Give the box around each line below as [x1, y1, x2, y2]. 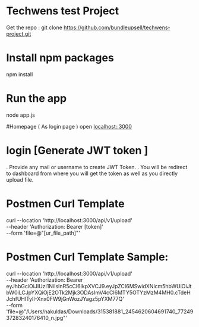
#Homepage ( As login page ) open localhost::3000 [6, 123, 132, 130]
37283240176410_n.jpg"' [6, 314, 67, 321]
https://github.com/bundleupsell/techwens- [63, 24, 170, 31]
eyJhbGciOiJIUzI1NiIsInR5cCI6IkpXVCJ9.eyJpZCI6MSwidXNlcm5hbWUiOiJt [6, 282, 192, 289]
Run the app [6, 92, 67, 105]
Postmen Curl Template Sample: [6, 250, 169, 263]
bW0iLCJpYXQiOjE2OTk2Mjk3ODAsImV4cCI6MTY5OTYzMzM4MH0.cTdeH [6, 289, 191, 296]
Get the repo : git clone [6, 24, 62, 31]
